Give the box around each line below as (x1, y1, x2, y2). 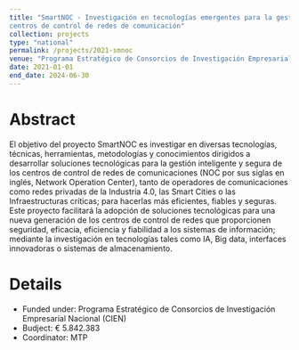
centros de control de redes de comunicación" (9, 21, 185, 30)
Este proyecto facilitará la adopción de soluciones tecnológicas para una (9, 205, 276, 216)
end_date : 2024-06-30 (9, 71, 90, 80)
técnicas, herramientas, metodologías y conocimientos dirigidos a (9, 148, 251, 159)
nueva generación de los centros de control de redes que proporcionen (9, 215, 271, 225)
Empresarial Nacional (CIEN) (21, 313, 127, 323)
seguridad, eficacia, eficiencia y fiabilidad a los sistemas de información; (9, 224, 276, 234)
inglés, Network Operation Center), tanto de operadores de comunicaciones (9, 176, 288, 187)
